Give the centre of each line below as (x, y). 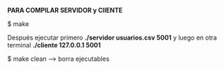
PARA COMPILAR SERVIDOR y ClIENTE (65, 10)
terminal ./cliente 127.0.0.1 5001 (54, 45)
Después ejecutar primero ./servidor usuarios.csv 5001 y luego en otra (112, 37)
